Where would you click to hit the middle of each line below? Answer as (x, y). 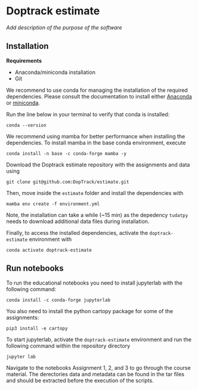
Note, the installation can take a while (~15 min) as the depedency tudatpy (97, 215)
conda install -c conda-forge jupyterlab (58, 300)
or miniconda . (23, 103)
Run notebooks (35, 269)
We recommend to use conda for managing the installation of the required (97, 90)
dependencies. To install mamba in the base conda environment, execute (96, 143)
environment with (50, 239)
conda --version (26, 125)
